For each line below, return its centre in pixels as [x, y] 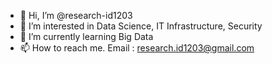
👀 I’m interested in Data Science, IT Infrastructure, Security [141, 26]
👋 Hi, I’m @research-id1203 [76, 15]
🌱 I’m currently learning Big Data [86, 36]
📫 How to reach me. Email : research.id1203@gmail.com [137, 48]
